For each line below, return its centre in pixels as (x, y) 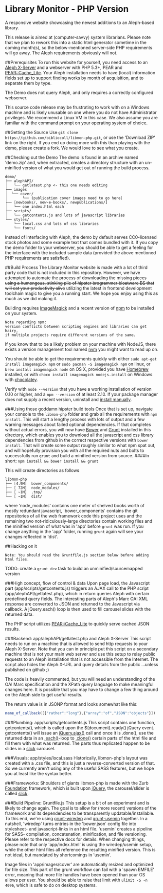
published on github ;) (27, 670)
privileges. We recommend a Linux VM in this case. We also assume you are (81, 117)
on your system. (21, 313)
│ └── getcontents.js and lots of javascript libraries (65, 215)
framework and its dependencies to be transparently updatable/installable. (80, 813)
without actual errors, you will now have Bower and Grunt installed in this (78, 429)
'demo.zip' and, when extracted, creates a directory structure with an (74, 162)
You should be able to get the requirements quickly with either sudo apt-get (81, 358)
